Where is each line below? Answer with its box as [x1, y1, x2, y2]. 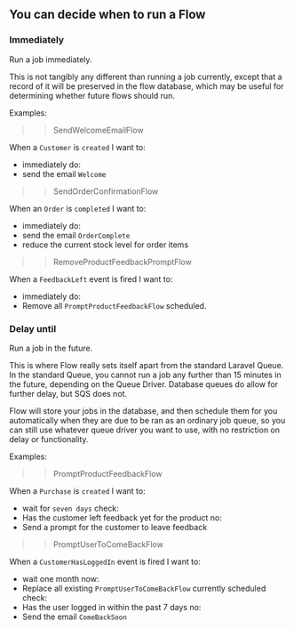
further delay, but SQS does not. [9, 388, 127, 399]
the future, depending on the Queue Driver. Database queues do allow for [9, 378, 278, 390]
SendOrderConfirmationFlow [52, 186, 159, 197]
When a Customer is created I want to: [9, 141, 146, 152]
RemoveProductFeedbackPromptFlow [52, 256, 193, 267]
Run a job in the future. [9, 343, 93, 353]
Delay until [9, 322, 57, 335]
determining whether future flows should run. [9, 90, 176, 101]
